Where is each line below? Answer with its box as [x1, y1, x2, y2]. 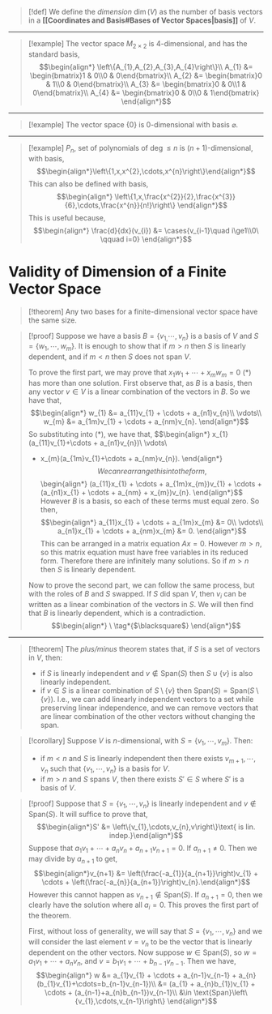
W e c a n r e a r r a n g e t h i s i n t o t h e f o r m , [96, 466, 207, 476]
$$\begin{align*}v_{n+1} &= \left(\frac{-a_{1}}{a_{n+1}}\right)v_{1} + [33, 868, 259, 878]
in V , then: [28, 652, 63, 662]
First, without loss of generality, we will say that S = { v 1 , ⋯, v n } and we [28, 926, 263, 938]
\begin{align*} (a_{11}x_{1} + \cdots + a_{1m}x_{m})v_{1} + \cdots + [40, 478, 262, 489]
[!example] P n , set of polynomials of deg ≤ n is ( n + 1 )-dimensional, [28, 143, 253, 155]
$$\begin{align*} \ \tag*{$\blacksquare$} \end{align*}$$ [51, 620, 241, 631]
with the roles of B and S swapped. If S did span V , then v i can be [28, 588, 247, 601]
